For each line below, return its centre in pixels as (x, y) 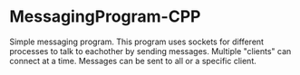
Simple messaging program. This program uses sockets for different (137, 42)
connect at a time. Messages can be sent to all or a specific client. (133, 61)
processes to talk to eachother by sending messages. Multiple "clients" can (150, 51)
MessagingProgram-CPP (105, 17)
